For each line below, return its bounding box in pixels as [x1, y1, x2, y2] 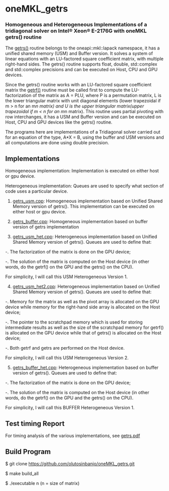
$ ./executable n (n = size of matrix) [5, 480, 80, 486]
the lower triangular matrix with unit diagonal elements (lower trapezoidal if [5, 98, 161, 104]
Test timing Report [5, 419, 65, 428]
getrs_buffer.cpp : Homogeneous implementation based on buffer [12, 219, 148, 225]
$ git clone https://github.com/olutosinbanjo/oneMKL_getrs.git [5, 460, 135, 467]
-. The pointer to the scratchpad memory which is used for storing [5, 319, 143, 325]
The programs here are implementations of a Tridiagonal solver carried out [5, 129, 160, 135]
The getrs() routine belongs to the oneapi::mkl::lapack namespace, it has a [5, 45, 160, 51]
